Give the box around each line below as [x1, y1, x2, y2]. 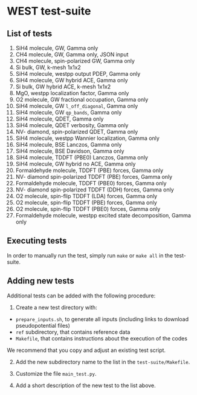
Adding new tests [7, 276, 74, 286]
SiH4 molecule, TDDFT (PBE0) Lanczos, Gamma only [15, 154, 149, 161]
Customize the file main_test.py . [15, 370, 97, 377]
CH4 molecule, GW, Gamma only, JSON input [15, 51, 129, 58]
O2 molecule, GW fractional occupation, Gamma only [15, 96, 149, 103]
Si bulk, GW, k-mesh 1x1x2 [15, 64, 81, 71]
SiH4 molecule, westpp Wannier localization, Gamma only [15, 134, 160, 142]
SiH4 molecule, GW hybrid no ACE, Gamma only [15, 161, 136, 167]
